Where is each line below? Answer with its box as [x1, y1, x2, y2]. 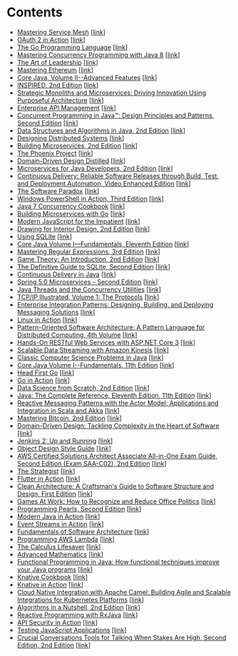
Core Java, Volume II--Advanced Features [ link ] [16, 73, 157, 82]
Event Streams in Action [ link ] [16, 519, 104, 528]
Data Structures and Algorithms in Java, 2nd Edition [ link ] [16, 126, 186, 135]
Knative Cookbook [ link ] [16, 573, 88, 581]
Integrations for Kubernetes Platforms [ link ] [16, 595, 144, 604]
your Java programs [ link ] [16, 565, 93, 573]
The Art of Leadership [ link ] [16, 58, 99, 66]
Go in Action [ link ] [16, 375, 71, 385]
